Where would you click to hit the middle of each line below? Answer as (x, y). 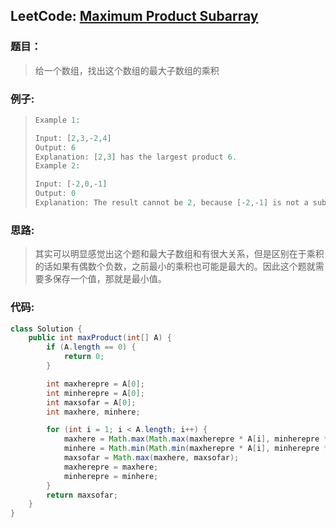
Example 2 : (57, 166)
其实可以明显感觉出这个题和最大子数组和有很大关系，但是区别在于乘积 (179, 254)
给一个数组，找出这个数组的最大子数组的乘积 (127, 70)
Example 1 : (57, 120)
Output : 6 (55, 147)
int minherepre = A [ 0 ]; (95, 393)
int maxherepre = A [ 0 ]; (95, 384)
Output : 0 (55, 194)
